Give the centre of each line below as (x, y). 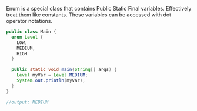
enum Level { (27, 37)
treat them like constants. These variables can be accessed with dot (89, 15)
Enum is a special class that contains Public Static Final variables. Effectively (99, 9)
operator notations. (29, 21)
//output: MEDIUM (27, 102)
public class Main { (31, 32)
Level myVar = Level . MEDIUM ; (52, 75)
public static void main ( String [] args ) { (64, 70)
